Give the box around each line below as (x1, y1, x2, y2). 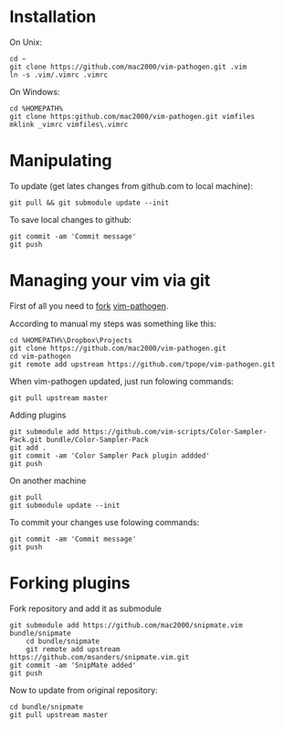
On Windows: (9, 86, 60, 97)
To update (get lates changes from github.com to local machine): (9, 180, 254, 191)
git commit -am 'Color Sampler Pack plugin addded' (9, 450, 210, 460)
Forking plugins (9, 573, 131, 593)
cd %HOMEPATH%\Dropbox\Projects (9, 335, 132, 344)
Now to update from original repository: (9, 684, 158, 695)
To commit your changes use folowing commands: (9, 516, 200, 527)
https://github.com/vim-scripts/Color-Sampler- (82, 427, 268, 436)
